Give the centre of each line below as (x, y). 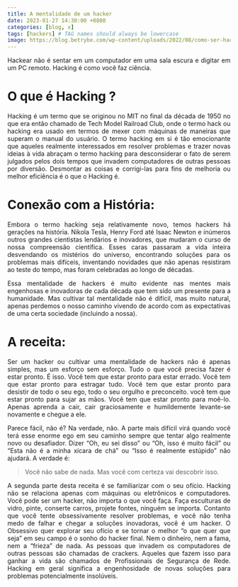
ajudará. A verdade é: (39, 458)
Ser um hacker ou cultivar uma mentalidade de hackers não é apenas (119, 361)
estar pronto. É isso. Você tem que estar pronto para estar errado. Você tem (119, 377)
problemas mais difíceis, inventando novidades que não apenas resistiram (119, 262)
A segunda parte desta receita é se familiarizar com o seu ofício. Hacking (119, 485)
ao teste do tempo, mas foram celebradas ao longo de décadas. (101, 269)
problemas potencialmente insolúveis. (63, 576)
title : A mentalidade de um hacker (60, 14)
